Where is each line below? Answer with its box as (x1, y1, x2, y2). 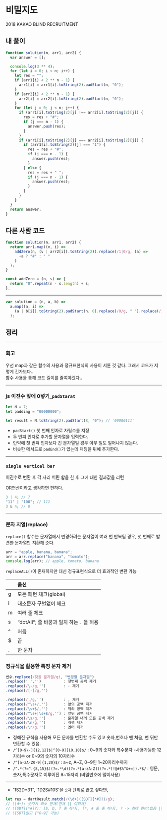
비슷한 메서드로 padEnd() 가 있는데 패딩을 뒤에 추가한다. (12, 446, 119, 452)
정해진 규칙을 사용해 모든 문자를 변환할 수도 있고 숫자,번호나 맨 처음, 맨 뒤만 (12, 735, 158, 741)
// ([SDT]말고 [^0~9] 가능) (5, 811, 59, 816)
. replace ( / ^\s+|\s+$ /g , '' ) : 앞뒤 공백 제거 (5, 711, 93, 716)
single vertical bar (5, 463, 56, 469)
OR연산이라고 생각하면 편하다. (5, 485, 64, 491)
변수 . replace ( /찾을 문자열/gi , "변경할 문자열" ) (5, 674, 95, 680)
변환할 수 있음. (12, 741, 41, 747)
